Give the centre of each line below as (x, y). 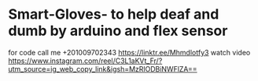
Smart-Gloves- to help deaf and (114, 14)
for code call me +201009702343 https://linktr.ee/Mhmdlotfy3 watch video (129, 52)
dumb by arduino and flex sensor (118, 31)
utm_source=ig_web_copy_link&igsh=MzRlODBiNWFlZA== (103, 69)
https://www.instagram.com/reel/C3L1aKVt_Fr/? (85, 61)
